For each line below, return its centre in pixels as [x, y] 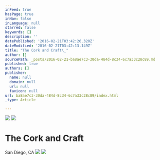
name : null [20, 77]
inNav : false [18, 18]
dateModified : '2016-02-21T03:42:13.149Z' [49, 46]
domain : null [23, 82]
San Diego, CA [20, 152]
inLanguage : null [23, 23]
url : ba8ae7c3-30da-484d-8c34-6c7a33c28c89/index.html [62, 95]
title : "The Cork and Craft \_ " [37, 50]
